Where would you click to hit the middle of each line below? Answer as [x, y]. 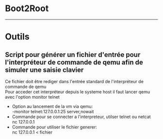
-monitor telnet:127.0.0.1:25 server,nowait [53, 111]
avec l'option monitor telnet [32, 97]
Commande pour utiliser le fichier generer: [54, 127]
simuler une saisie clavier [44, 70]
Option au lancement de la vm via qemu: [52, 106]
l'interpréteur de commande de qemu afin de [74, 62]
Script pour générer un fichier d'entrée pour [73, 55]
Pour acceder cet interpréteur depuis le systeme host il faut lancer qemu [78, 92]
